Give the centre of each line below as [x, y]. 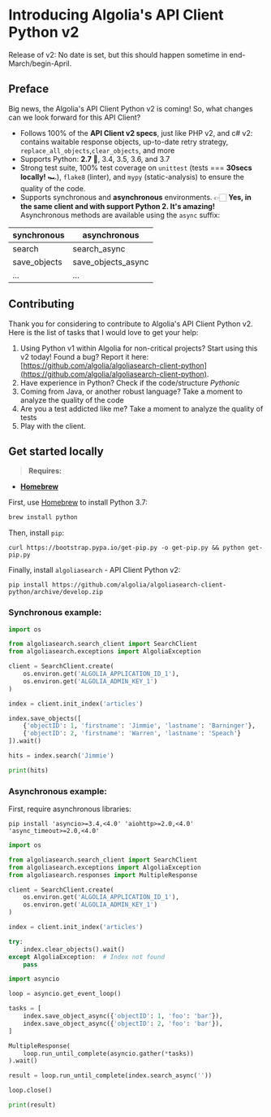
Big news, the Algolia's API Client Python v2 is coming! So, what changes [131, 108]
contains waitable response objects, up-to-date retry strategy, [124, 142]
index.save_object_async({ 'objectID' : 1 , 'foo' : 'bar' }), [123, 1016]
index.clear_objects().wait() [74, 949]
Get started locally [56, 451]
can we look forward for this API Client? [75, 117]
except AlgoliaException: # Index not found [86, 957]
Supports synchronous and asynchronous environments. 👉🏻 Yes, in [135, 197]
